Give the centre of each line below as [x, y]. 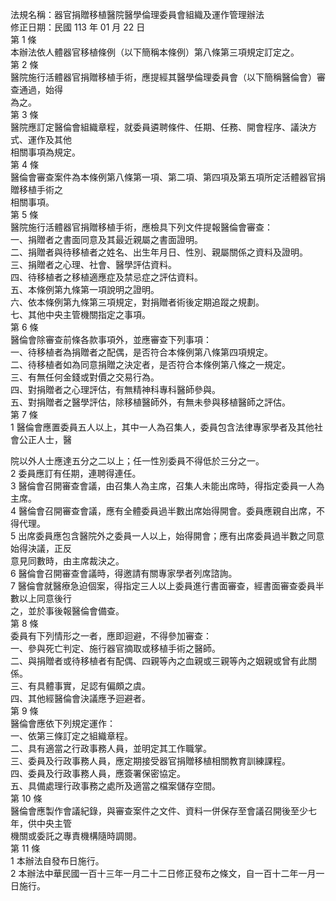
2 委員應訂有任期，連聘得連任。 [76, 473]
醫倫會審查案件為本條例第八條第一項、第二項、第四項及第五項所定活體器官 [163, 177]
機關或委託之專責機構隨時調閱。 [76, 836]
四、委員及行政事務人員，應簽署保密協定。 [98, 773]
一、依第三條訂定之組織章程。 [71, 736]
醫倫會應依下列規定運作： [63, 723]
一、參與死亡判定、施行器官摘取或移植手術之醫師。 [115, 648]
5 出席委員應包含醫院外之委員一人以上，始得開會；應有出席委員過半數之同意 [167, 536]
